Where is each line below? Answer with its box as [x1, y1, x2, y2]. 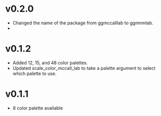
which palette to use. [12, 70, 57, 76]
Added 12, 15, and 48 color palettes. [12, 59, 88, 66]
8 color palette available [12, 105, 63, 111]
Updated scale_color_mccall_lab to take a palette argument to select [12, 65, 156, 71]
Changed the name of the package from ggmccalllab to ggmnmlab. [12, 20, 153, 26]
